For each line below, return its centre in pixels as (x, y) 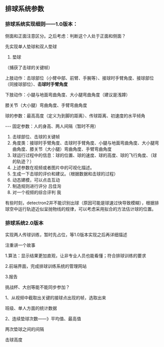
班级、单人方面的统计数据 (31, 308)
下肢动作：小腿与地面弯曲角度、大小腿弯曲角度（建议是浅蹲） (68, 94)
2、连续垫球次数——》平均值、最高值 (43, 318)
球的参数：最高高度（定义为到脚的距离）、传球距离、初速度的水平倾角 (75, 116)
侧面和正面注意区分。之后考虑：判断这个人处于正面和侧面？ (66, 36)
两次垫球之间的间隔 (25, 329)
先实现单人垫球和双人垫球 (31, 46)
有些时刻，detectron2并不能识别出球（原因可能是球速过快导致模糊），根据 (80, 203)
